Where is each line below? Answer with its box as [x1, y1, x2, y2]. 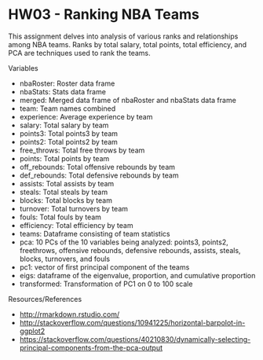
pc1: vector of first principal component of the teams [19, 262, 190, 272]
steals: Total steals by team [19, 187, 108, 197]
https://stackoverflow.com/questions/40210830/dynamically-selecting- [19, 334, 251, 343]
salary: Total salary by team [19, 120, 109, 130]
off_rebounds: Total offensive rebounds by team [19, 162, 175, 171]
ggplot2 [19, 326, 46, 336]
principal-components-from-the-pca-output [19, 343, 163, 352]
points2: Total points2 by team [19, 137, 118, 146]
